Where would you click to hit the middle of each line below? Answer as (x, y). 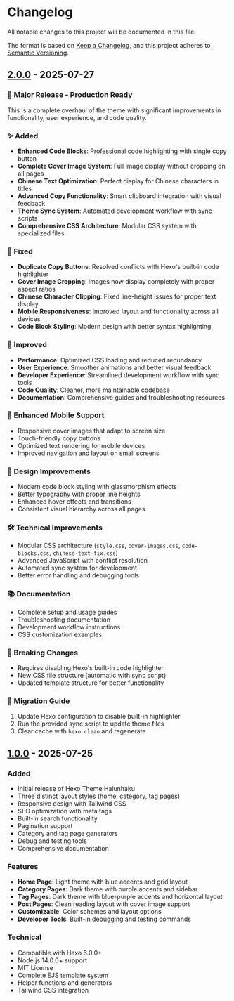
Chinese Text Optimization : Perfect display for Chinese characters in (118, 181)
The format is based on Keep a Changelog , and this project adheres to (109, 45)
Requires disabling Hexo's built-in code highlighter (90, 668)
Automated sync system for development (77, 568)
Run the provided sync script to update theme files (91, 724)
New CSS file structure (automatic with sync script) (92, 675)
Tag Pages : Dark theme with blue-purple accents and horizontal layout (120, 897)
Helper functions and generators (65, 982)
